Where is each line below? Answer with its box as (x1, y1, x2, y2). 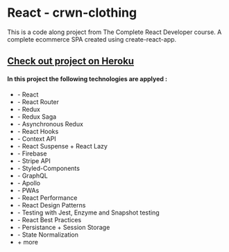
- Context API (17, 134, 57, 143)
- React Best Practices (17, 215, 82, 224)
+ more (17, 237, 38, 246)
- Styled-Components (17, 164, 80, 172)
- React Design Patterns (17, 201, 86, 209)
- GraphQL (17, 171, 49, 180)
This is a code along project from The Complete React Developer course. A (7, 28, 222, 36)
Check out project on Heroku (7, 56, 134, 67)
